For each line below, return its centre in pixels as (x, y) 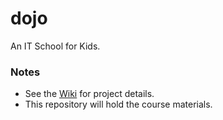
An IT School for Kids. (55, 46)
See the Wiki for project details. (89, 94)
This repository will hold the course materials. (118, 104)
